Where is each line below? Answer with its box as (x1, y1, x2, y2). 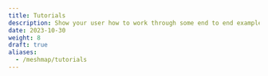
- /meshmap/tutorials (15, 56, 88, 64)
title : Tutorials (8, 11, 66, 20)
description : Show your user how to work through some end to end (8, 19, 234, 27)
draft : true (8, 41, 48, 49)
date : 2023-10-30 (8, 26, 66, 34)
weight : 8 (8, 33, 41, 42)
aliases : (8, 48, 37, 56)
